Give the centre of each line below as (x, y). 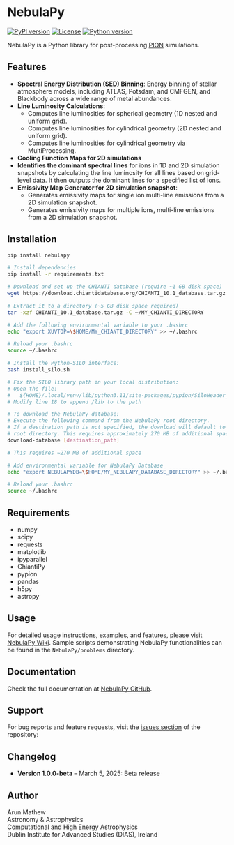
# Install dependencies (42, 268)
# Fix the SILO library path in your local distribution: (93, 382)
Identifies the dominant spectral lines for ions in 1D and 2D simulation (119, 165)
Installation (32, 239)
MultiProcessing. (52, 150)
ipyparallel (32, 559)
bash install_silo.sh (39, 370)
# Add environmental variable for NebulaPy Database (85, 465)
